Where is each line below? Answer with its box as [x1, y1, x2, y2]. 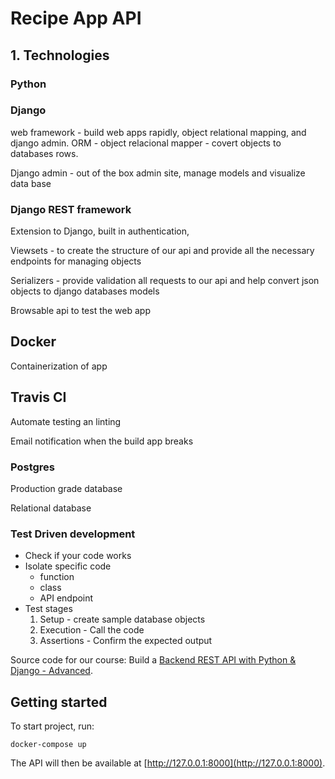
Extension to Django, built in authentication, [10, 225, 190, 237]
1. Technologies [10, 47, 110, 64]
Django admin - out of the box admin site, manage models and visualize [10, 167, 306, 179]
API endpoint [39, 592, 94, 604]
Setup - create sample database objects [39, 613, 206, 626]
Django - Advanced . [10, 665, 93, 677]
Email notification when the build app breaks [10, 435, 194, 447]
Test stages [24, 603, 73, 615]
